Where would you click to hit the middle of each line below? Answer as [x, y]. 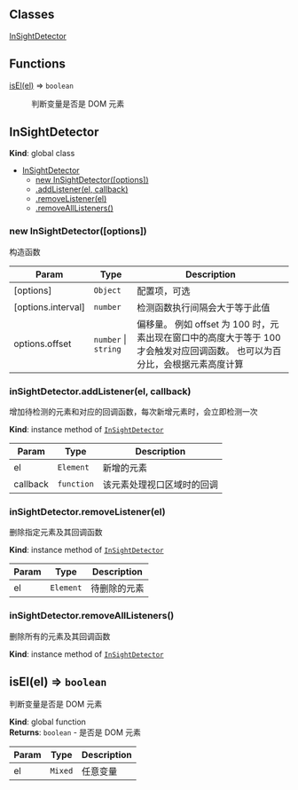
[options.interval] [50, 307]
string [107, 349]
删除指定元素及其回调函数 [56, 533]
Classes [32, 15]
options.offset [43, 344]
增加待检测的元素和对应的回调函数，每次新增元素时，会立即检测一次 [133, 412]
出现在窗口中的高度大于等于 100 [213, 337]
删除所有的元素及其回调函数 [60, 636]
